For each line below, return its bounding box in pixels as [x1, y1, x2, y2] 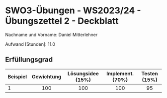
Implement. [106, 70, 134, 77]
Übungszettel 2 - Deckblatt [5, 15, 119, 27]
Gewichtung [31, 73, 62, 80]
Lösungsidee [67, 70, 99, 77]
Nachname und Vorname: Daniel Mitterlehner [5, 32, 98, 37]
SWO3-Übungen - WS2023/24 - [5, 5, 141, 16]
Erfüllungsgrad [5, 56, 53, 64]
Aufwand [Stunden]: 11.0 [5, 41, 56, 47]
